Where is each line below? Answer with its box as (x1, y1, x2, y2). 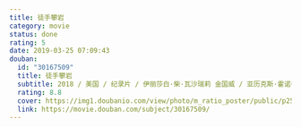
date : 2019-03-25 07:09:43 (9, 47, 110, 55)
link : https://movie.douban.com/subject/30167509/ (17, 105, 211, 114)
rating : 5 (9, 38, 47, 47)
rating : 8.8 (17, 88, 63, 97)
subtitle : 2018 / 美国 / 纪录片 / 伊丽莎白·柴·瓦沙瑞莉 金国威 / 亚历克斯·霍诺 (17, 80, 291, 89)
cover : (17, 96, 42, 106)
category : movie (9, 21, 70, 30)
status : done (9, 30, 58, 38)
